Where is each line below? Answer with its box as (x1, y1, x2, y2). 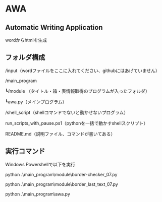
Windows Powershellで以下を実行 (5, 161, 76, 167)
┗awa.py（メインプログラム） (5, 99, 67, 105)
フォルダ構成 (5, 53, 45, 62)
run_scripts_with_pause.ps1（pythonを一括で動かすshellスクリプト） (5, 120, 148, 126)
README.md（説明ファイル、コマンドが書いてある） (5, 130, 116, 137)
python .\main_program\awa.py (5, 191, 71, 197)
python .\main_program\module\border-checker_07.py (5, 171, 118, 177)
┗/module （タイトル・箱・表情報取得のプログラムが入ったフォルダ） (5, 88, 150, 94)
